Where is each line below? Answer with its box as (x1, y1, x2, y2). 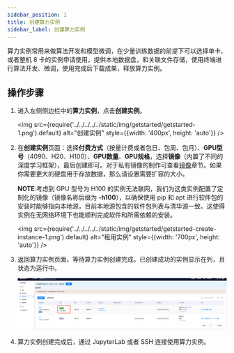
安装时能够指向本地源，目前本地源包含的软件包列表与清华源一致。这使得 (17, 202, 225, 211)
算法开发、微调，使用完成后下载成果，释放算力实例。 (13, 64, 166, 73)
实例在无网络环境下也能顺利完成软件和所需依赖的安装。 (17, 211, 176, 219)
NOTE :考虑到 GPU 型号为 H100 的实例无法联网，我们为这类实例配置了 (17, 185, 218, 193)
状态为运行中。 (17, 264, 61, 272)
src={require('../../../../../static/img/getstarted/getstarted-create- (33, 225, 217, 233)
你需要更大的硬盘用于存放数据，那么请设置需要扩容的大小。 (17, 170, 189, 178)
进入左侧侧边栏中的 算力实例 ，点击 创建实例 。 (17, 107, 146, 115)
